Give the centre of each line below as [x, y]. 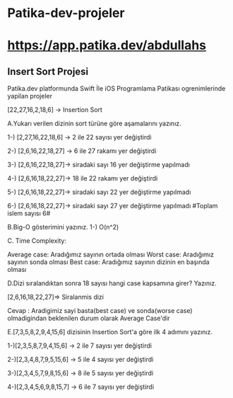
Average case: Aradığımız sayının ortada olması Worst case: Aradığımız [110, 255]
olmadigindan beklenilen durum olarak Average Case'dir [89, 318]
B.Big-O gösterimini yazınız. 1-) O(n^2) [63, 227]
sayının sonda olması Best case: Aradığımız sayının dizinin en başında [108, 262]
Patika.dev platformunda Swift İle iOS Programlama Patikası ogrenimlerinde [116, 89]
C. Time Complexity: [37, 241]
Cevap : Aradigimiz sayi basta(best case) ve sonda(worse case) [100, 311]
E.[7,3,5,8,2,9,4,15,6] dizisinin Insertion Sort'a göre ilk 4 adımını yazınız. [110, 332]
